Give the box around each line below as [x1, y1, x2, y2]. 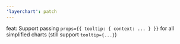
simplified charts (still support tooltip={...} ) [6, 31, 117, 38]
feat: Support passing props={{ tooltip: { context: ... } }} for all [6, 25, 174, 32]
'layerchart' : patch [6, 8, 58, 15]
